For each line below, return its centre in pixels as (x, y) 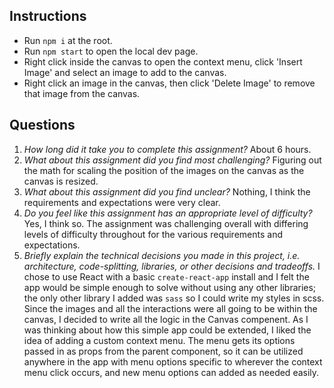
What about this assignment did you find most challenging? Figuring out (172, 160)
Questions (42, 125)
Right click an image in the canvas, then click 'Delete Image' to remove (169, 83)
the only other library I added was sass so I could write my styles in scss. (174, 298)
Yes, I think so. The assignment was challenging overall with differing (166, 223)
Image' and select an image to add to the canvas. (125, 72)
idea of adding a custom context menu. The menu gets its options (159, 340)
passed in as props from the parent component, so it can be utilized (163, 351)
